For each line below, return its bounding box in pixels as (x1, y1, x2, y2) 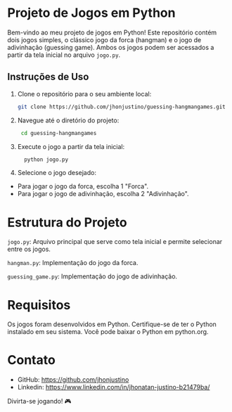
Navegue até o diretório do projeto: (17, 116, 120, 124)
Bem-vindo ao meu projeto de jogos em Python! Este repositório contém (7, 28, 217, 37)
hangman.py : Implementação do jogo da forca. (7, 259, 138, 267)
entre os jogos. (7, 245, 51, 254)
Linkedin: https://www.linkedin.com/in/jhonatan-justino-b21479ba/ (17, 383, 210, 392)
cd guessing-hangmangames (20, 129, 97, 136)
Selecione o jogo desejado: (17, 169, 97, 177)
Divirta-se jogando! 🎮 (7, 397, 72, 406)
